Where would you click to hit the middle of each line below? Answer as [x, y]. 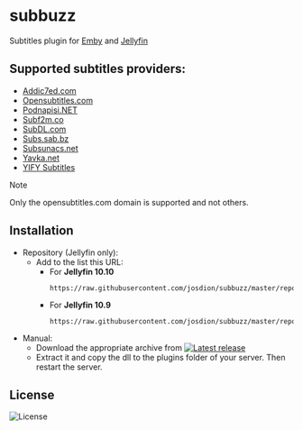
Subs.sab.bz [46, 138]
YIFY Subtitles [49, 167]
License [32, 394]
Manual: [37, 338]
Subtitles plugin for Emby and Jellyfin [79, 41]
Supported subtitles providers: [98, 69]
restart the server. [69, 367]
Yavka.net [41, 158]
